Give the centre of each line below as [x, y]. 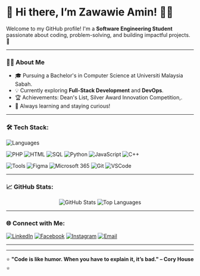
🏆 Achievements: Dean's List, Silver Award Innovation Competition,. [99, 98]
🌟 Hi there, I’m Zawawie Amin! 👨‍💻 [90, 12]
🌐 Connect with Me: [36, 223]
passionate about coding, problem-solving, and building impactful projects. [98, 34]
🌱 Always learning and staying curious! [62, 106]
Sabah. [24, 84]
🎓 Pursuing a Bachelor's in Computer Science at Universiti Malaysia [99, 76]
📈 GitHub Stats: [30, 187]
